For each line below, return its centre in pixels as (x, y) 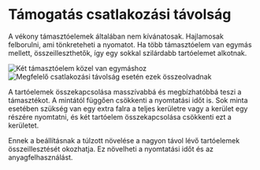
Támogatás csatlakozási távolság (120, 15)
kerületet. (24, 125)
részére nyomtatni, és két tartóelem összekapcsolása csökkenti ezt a (120, 116)
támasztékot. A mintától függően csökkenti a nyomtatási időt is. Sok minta (128, 100)
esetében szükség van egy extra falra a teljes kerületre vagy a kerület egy (128, 109)
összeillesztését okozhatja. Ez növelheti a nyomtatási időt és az (111, 149)
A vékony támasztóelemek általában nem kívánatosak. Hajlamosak (116, 36)
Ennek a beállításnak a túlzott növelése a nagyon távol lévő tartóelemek (124, 140)
